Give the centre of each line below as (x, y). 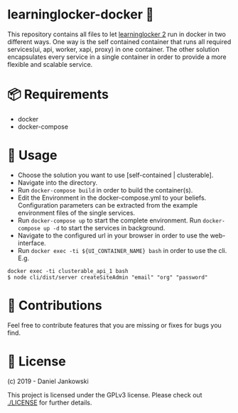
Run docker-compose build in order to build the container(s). (105, 190)
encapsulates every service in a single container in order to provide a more (117, 57)
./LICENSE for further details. (50, 402)
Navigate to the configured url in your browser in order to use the (113, 235)
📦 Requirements (58, 95)
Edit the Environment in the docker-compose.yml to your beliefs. (112, 198)
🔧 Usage (32, 155)
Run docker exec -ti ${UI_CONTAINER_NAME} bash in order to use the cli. (122, 250)
